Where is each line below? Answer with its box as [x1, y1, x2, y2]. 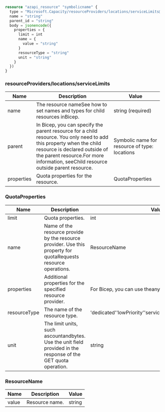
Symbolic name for [113, 137, 157, 144]
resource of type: [113, 143, 154, 150]
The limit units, [44, 320, 78, 327]
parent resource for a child [36, 128, 98, 135]
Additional [44, 273, 68, 280]
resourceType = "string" [18, 50, 69, 55]
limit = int [18, 32, 43, 37]
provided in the [44, 345, 79, 352]
